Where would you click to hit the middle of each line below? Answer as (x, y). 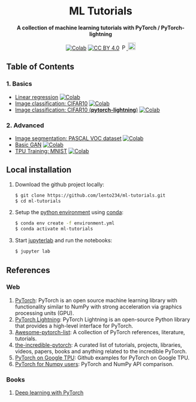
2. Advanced (25, 125)
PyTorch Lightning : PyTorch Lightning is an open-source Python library (102, 319)
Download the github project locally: (60, 184)
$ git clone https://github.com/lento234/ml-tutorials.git (90, 195)
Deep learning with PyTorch (49, 393)
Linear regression (37, 97)
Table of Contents (40, 67)
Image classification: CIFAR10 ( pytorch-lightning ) (76, 110)
